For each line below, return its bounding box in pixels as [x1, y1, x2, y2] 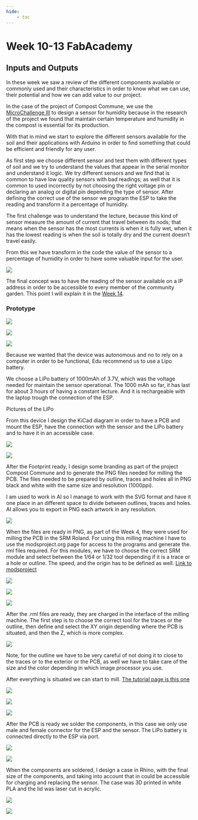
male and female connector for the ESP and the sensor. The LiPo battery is [6, 726, 187, 733]
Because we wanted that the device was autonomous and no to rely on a [6, 351, 183, 358]
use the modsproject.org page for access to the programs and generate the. [6, 540, 192, 547]
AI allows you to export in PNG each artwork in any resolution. [6, 506, 157, 513]
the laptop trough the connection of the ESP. [6, 393, 114, 401]
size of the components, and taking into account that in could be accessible [6, 772, 190, 779]
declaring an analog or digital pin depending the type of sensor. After [6, 188, 174, 195]
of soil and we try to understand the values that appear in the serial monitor [6, 163, 189, 170]
